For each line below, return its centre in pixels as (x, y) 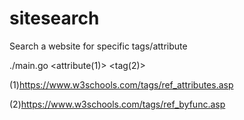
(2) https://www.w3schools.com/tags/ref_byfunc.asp (117, 104)
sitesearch (54, 18)
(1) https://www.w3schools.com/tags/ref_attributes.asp (121, 84)
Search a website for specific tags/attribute (98, 46)
